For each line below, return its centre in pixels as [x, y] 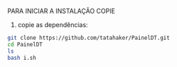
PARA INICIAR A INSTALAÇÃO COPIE [61, 11]
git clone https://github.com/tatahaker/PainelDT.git [89, 38]
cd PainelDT [25, 44]
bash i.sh [22, 58]
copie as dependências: [53, 25]
